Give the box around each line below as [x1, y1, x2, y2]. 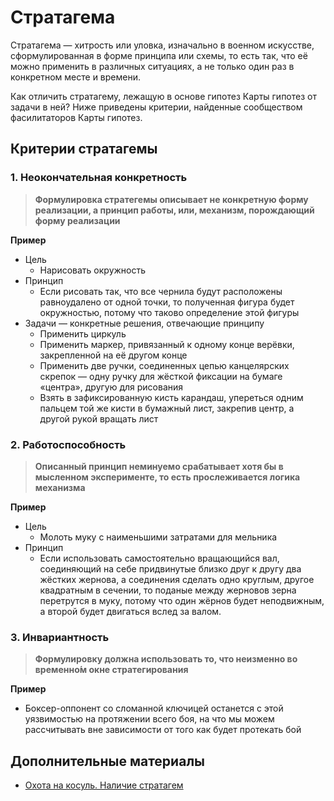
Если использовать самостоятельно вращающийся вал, [39, 552, 280, 564]
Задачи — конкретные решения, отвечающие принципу [24, 317, 265, 329]
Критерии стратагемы [10, 141, 158, 158]
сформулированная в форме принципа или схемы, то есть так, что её [10, 49, 308, 61]
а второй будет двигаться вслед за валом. [39, 605, 222, 617]
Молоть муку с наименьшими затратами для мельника [39, 531, 278, 543]
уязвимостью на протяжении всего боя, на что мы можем [24, 713, 275, 725]
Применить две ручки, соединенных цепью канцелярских [39, 359, 290, 371]
